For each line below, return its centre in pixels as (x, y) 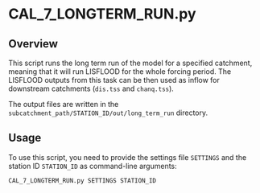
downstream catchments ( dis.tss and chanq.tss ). (91, 88)
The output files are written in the (64, 104)
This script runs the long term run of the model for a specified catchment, (130, 63)
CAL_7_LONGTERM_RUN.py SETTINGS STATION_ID (83, 181)
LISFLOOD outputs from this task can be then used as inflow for (114, 80)
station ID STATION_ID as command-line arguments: (93, 166)
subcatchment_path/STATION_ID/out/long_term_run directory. (108, 113)
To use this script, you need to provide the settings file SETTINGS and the (128, 157)
